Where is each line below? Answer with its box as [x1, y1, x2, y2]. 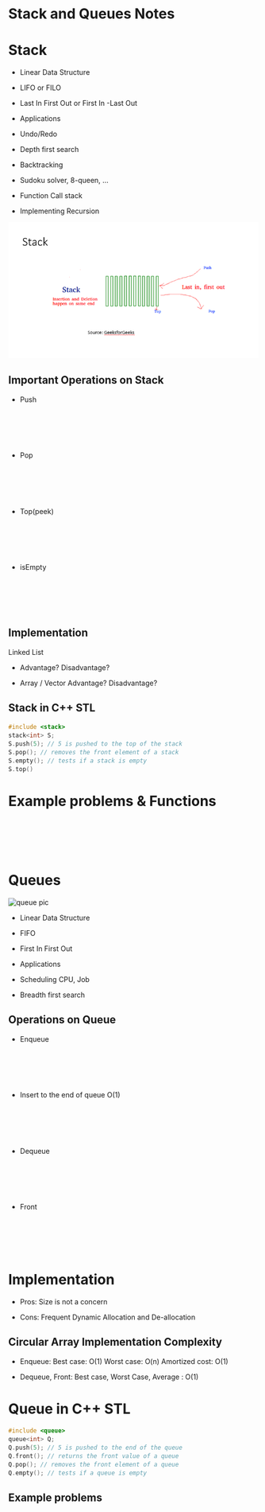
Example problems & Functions [8, 792, 217, 810]
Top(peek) [19, 506, 54, 516]
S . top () [8, 765, 34, 773]
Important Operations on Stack [8, 373, 164, 387]
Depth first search [19, 145, 79, 154]
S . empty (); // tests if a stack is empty [8, 757, 148, 765]
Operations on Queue [8, 1013, 117, 1027]
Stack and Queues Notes [8, 5, 175, 23]
